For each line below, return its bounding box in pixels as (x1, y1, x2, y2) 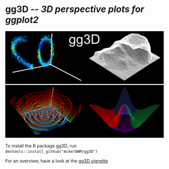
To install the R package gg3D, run (5, 142, 77, 149)
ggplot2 (5, 14, 39, 26)
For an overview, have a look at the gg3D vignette (5, 157, 108, 164)
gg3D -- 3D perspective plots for (5, 4, 144, 15)
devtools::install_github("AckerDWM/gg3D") (5, 149, 98, 154)
